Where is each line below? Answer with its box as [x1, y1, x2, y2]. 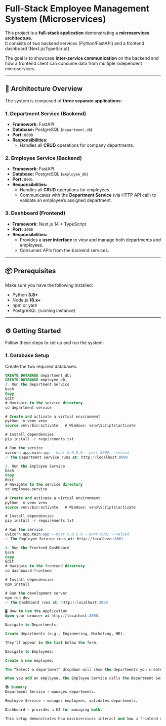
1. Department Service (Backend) [5, 110, 86, 117]
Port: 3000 [12, 226, 33, 232]
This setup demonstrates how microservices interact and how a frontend [5, 716, 158, 721]
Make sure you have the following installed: [5, 282, 93, 288]
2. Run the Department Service [5, 382, 70, 387]
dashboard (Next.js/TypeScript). [5, 45, 71, 51]
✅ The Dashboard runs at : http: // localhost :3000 [5, 600, 108, 605]
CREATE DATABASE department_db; [5, 373, 72, 378]
